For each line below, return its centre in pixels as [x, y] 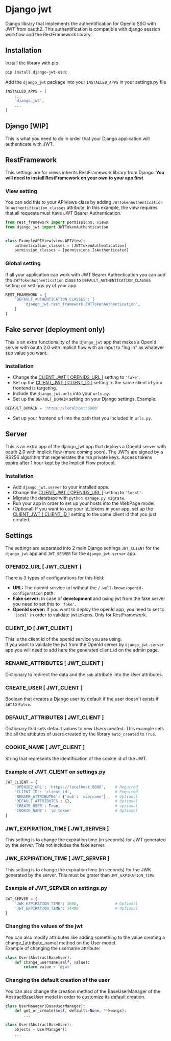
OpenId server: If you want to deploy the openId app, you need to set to [89, 610]
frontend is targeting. [35, 388]
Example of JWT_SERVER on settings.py [56, 888]
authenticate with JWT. [30, 144]
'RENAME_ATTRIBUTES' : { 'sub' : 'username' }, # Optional [76, 796]
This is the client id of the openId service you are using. [64, 639]
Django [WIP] [27, 126]
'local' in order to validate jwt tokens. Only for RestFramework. [80, 615]
